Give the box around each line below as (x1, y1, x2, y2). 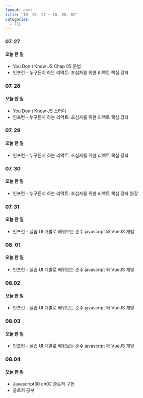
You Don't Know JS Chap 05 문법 (12, 63, 82, 70)
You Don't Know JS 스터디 (12, 108, 66, 114)
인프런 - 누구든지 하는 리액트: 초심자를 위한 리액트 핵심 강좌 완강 (12, 190, 138, 196)
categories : (5, 17, 30, 22)
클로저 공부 (12, 387, 35, 393)
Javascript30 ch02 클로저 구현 (12, 381, 75, 387)
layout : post (5, 7, 33, 13)
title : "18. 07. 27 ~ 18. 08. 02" (5, 12, 78, 17)
